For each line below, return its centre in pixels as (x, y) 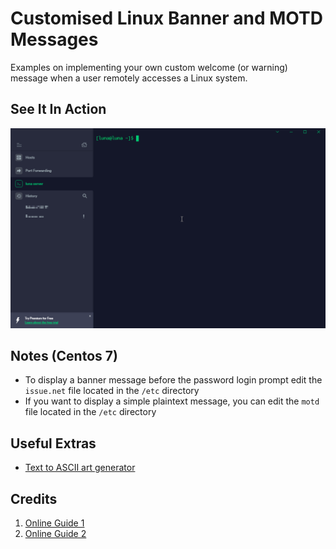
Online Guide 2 (55, 534)
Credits (34, 498)
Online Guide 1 (54, 523)
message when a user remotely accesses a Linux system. (129, 78)
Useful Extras (53, 443)
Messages (54, 39)
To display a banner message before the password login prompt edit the (173, 380)
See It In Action (58, 109)
